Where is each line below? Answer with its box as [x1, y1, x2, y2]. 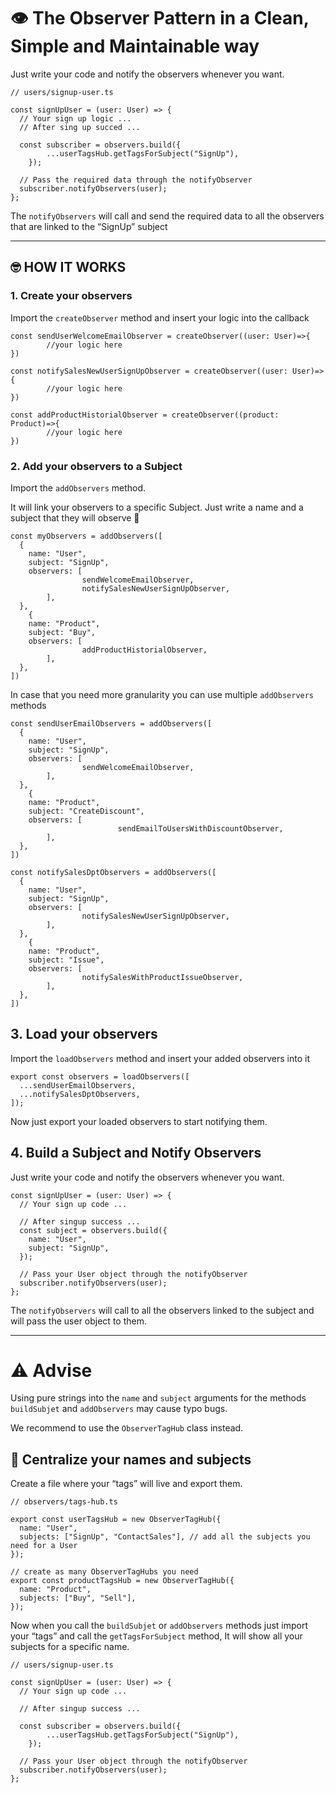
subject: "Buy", [28, 627, 97, 637]
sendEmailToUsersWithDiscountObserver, [117, 823, 284, 834]
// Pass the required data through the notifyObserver [19, 175, 253, 185]
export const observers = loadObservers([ [10, 1071, 190, 1082]
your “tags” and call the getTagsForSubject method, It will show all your [10, 1630, 303, 1642]
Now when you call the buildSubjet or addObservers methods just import [10, 1620, 309, 1632]
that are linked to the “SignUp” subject [10, 220, 168, 232]
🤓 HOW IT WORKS [10, 259, 127, 276]
